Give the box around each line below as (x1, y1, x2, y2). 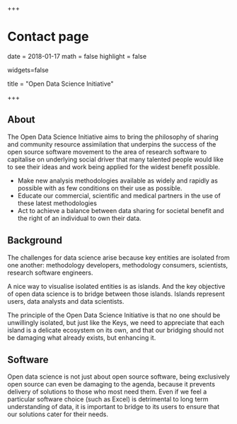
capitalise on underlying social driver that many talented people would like (7, 155, 224, 164)
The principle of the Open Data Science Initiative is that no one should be (7, 311, 221, 319)
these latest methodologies (17, 199, 98, 207)
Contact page (7, 29, 89, 45)
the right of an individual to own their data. (17, 214, 141, 222)
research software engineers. (7, 268, 93, 277)
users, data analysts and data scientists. (7, 297, 125, 305)
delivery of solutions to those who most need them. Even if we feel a (7, 387, 207, 396)
